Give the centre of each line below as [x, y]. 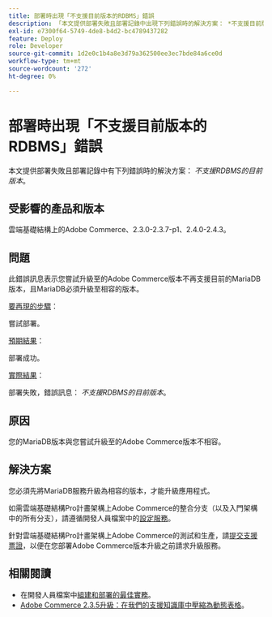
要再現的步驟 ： [33, 306]
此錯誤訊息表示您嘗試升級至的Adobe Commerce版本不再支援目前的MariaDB [135, 279]
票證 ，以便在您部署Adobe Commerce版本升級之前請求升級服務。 [117, 546]
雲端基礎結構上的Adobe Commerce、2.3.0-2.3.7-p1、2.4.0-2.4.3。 [119, 230]
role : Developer [36, 46]
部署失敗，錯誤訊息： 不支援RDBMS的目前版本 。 [89, 393]
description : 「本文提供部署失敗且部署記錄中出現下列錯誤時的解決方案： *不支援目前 [135, 24]
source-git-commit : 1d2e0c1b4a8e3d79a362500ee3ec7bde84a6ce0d [115, 54]
